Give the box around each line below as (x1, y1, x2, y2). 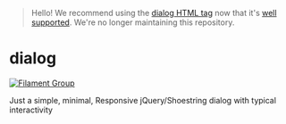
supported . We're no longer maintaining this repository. (30, 17, 235, 28)
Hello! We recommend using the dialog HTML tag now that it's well (30, 8, 277, 18)
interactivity (9, 104, 54, 115)
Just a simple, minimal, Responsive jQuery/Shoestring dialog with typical (9, 95, 277, 105)
